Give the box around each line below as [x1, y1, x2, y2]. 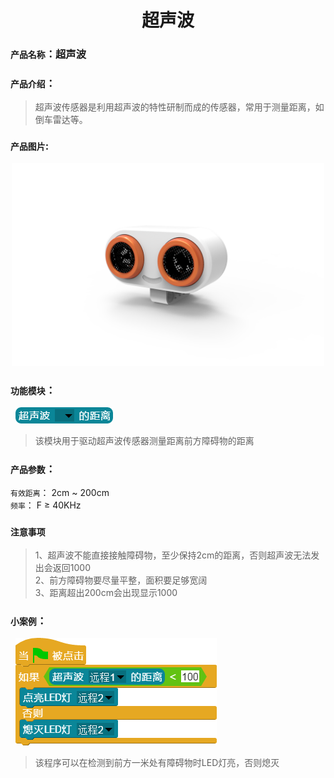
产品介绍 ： [10, 77, 56, 91]
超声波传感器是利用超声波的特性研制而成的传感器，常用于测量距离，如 [34, 101, 325, 113]
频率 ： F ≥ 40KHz [10, 499, 82, 511]
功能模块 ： [10, 383, 56, 397]
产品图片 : [10, 139, 50, 153]
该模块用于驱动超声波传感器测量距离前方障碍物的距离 [34, 435, 255, 447]
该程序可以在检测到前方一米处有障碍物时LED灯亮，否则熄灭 [34, 757, 280, 769]
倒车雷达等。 [34, 114, 88, 126]
